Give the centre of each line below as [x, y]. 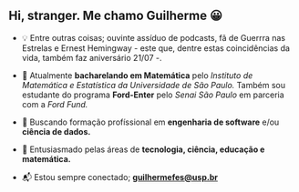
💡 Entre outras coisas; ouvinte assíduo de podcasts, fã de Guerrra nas [154, 37]
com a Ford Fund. [55, 104]
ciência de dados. [56, 131]
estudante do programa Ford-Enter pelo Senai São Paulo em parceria [153, 95]
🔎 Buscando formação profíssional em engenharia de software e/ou [150, 122]
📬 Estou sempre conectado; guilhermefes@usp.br [119, 177]
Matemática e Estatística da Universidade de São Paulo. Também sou [154, 85]
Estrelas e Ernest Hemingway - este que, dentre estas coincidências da [156, 48]
